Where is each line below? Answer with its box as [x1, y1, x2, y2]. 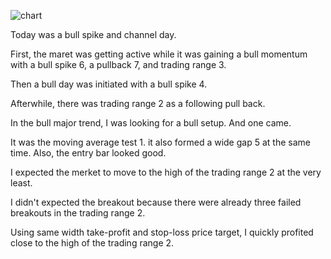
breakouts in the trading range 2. [10, 207, 146, 219]
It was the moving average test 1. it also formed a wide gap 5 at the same [10, 136, 311, 148]
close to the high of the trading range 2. [10, 237, 175, 249]
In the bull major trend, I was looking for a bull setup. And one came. [10, 117, 292, 129]
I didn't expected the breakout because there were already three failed [10, 196, 302, 208]
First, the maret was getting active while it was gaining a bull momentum [10, 48, 308, 60]
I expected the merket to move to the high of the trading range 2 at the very [10, 166, 322, 178]
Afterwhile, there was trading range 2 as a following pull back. [10, 98, 266, 109]
